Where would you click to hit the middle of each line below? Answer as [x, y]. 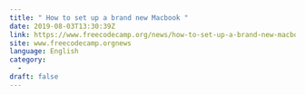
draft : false [34, 77]
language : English [44, 52]
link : [20, 34]
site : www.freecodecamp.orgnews [70, 43]
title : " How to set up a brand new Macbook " [99, 18]
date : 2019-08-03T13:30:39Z [63, 26]
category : [28, 60]
